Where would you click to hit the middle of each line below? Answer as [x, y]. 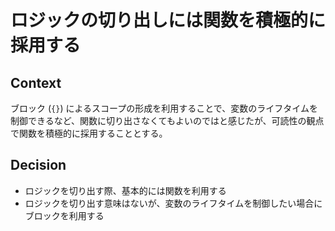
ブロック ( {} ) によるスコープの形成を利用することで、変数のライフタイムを [164, 108]
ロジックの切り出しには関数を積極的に [168, 20]
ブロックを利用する [64, 215]
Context [36, 82]
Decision [38, 165]
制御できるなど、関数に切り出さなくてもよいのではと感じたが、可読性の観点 [167, 120]
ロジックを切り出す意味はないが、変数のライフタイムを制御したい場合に [173, 203]
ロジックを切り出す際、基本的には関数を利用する [125, 190]
